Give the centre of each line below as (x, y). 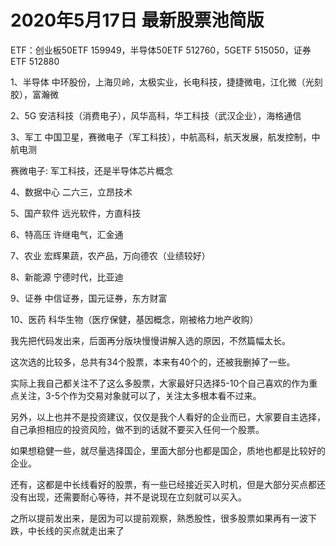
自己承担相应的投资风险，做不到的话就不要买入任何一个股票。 (137, 429)
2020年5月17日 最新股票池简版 (137, 20)
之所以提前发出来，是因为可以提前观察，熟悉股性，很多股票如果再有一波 (159, 518)
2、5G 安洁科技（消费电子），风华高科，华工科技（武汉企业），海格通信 (156, 115)
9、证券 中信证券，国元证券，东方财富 (89, 298)
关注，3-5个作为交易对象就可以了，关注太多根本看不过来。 (140, 395)
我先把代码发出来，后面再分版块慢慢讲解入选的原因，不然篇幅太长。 (150, 340)
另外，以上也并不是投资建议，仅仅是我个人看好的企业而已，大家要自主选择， (168, 417)
